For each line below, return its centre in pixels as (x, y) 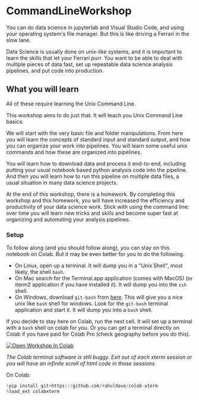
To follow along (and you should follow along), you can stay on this (88, 248)
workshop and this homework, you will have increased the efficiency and (95, 200)
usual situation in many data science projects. (62, 182)
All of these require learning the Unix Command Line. (71, 104)
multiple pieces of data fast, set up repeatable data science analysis (89, 64)
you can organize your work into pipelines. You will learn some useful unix (97, 146)
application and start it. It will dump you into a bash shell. (83, 310)
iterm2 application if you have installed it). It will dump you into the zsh (101, 285)
